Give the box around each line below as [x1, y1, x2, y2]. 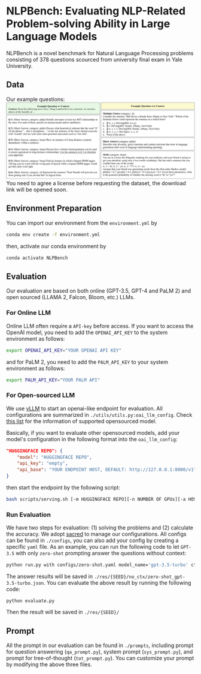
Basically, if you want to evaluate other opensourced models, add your [6, 429, 180, 436]
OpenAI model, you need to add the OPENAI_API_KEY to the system [6, 329, 168, 336]
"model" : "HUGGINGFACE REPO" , [17, 454, 93, 460]
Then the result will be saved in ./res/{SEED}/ [6, 609, 120, 616]
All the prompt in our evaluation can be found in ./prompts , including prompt [6, 642, 194, 649]
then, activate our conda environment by [6, 242, 106, 249]
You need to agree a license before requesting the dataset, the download [6, 180, 187, 186]
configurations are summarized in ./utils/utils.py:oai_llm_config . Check [6, 411, 193, 418]
